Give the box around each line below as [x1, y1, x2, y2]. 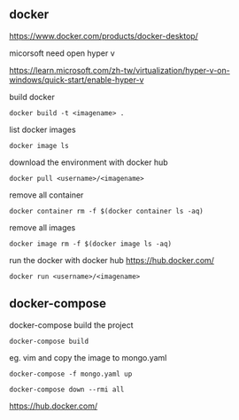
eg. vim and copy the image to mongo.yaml [9, 352, 167, 362]
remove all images [9, 222, 76, 233]
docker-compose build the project [9, 319, 134, 331]
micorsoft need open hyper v [9, 48, 115, 58]
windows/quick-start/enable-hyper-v [9, 74, 144, 85]
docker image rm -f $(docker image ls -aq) [9, 239, 173, 248]
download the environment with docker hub [9, 157, 168, 167]
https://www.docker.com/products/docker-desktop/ [9, 30, 199, 41]
